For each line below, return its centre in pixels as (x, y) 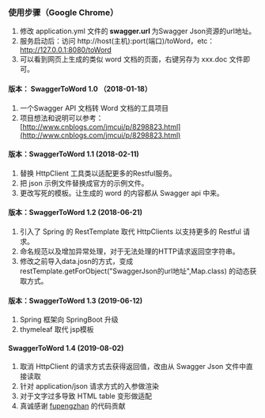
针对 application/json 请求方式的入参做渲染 (89, 386)
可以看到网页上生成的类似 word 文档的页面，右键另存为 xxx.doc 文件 (131, 59)
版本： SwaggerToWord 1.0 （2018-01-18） (80, 88)
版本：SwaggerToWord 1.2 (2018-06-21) (76, 213)
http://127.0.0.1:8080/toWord (66, 50)
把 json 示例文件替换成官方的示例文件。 (84, 183)
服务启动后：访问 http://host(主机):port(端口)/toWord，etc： (117, 41)
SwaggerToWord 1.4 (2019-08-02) (66, 348)
